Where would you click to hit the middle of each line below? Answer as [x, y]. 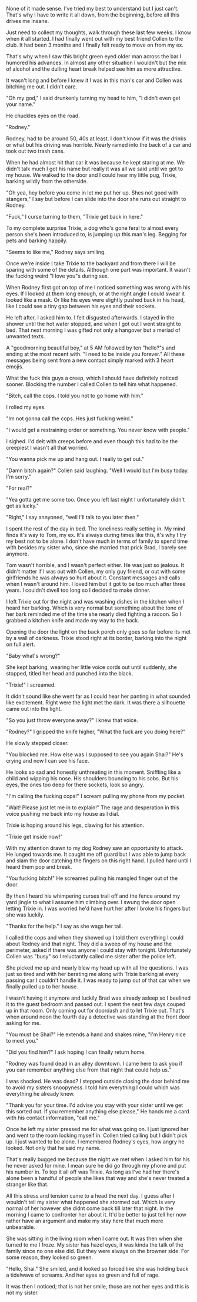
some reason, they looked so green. [50, 1257]
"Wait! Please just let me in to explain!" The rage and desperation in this [93, 807]
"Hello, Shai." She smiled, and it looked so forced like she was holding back [97, 1269]
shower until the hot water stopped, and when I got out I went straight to [94, 324]
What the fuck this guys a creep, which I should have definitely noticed [92, 378]
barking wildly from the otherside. [47, 181]
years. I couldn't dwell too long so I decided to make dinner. [79, 590]
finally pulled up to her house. [42, 986]
